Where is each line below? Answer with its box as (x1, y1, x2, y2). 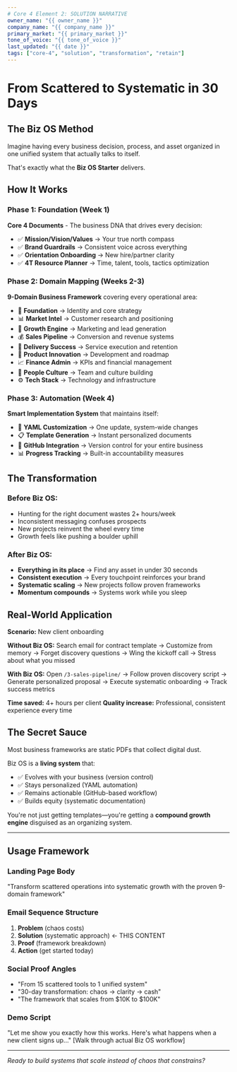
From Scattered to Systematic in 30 (7, 81, 219, 96)
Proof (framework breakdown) (17, 938, 107, 947)
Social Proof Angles (7, 964, 76, 974)
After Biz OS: (7, 549, 53, 559)
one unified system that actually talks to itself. (7, 149, 140, 158)
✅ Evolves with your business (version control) (17, 772, 154, 781)
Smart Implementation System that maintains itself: (7, 409, 159, 418)
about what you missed (7, 656, 75, 664)
